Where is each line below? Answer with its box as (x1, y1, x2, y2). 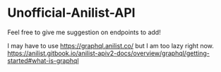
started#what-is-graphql (7, 56, 79, 64)
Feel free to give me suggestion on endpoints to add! (7, 28, 161, 36)
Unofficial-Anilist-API (7, 5, 136, 21)
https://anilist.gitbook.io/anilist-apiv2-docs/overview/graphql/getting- (7, 49, 210, 57)
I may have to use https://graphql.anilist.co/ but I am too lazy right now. (7, 41, 214, 50)
